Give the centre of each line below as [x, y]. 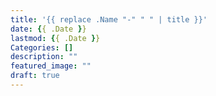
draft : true [35, 76]
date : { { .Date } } [48, 29]
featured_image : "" [51, 66]
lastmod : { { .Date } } [55, 38]
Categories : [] [42, 47]
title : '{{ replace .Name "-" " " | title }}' [109, 19]
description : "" [44, 57]
